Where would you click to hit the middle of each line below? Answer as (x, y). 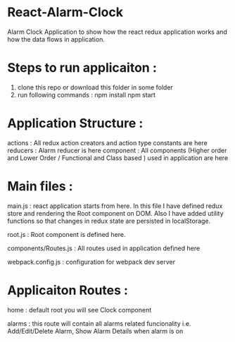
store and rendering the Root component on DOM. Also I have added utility (115, 213)
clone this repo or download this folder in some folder (95, 87)
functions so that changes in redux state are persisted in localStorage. (109, 221)
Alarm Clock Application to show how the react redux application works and (117, 32)
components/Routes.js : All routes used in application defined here (104, 248)
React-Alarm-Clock (65, 12)
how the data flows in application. (56, 39)
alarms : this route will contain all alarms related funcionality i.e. (99, 323)
